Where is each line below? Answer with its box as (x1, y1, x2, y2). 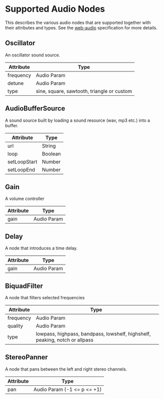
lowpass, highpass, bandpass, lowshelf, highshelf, (36, 331, 151, 337)
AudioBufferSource (5, 104, 65, 113)
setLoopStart (7, 158, 38, 165)
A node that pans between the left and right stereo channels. (5, 366, 127, 372)
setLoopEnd (7, 166, 35, 173)
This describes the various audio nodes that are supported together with (5, 20, 151, 25)
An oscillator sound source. (5, 52, 60, 58)
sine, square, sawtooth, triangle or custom (36, 88, 132, 94)
